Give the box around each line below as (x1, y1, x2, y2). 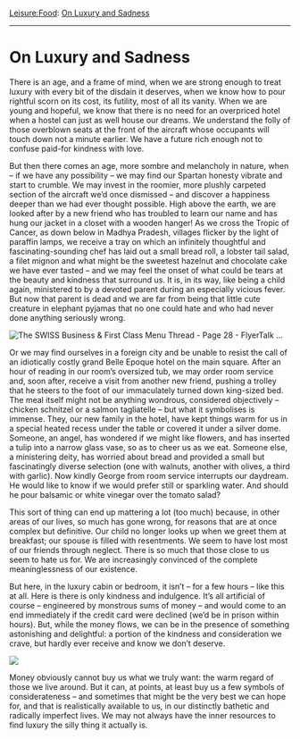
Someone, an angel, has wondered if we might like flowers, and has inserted (9, 432, 290, 443)
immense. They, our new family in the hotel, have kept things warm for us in (9, 413, 288, 424)
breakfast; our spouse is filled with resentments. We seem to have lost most (9, 535, 288, 546)
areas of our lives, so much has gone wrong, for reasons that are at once (9, 516, 278, 526)
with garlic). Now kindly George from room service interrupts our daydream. (9, 470, 288, 481)
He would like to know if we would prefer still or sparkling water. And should (9, 480, 288, 491)
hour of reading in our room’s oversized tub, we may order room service (9, 365, 274, 376)
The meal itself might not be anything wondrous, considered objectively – (9, 394, 279, 405)
